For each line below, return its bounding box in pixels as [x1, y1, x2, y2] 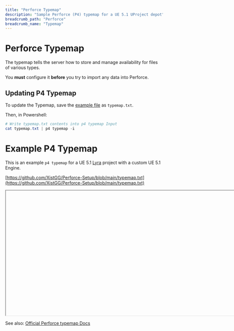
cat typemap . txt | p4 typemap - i [5, 126, 75, 131]
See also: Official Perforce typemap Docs [5, 320, 90, 326]
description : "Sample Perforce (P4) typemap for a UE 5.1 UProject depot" [5, 12, 164, 17]
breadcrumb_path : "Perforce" [5, 16, 66, 21]
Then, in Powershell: [5, 112, 47, 117]
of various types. [5, 64, 40, 70]
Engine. [5, 164, 21, 170]
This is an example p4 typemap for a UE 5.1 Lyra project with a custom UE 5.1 [5, 159, 161, 165]
